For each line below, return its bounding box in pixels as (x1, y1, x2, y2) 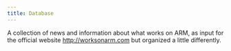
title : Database (7, 10, 54, 17)
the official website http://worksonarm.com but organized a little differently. (7, 35, 222, 44)
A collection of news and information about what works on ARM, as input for (7, 29, 224, 37)
